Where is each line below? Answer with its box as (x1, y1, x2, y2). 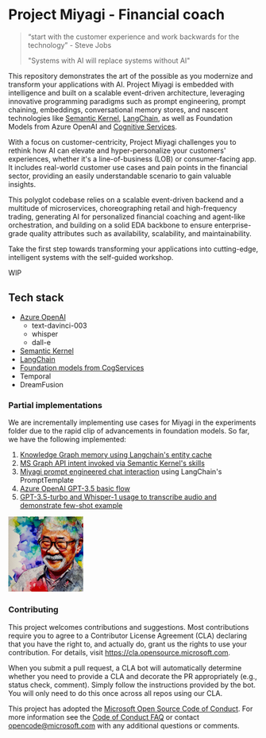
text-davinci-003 (31, 320, 87, 330)
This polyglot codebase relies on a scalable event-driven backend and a (8, 195, 245, 204)
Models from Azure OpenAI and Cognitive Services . (8, 122, 177, 131)
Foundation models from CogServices (19, 363, 145, 372)
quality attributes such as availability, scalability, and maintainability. (29, 228, 252, 238)
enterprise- (214, 220, 252, 230)
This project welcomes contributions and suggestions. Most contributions (8, 622, 249, 631)
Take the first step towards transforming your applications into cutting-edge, (8, 244, 259, 254)
